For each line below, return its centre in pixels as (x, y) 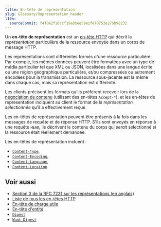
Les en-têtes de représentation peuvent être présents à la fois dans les (76, 117)
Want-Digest (24, 220)
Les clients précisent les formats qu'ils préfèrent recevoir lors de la (72, 92)
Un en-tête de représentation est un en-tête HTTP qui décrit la (69, 37)
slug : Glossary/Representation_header (44, 14)
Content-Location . (30, 167)
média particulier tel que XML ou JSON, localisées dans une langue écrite (79, 67)
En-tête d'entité (28, 209)
